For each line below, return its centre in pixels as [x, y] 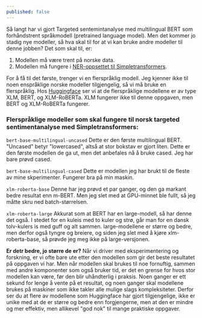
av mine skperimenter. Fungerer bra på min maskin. [70, 177]
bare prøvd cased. [29, 159]
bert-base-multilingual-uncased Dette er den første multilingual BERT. [94, 140]
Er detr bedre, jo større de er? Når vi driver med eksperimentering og [93, 250]
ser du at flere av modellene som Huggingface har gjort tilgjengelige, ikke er [101, 296]
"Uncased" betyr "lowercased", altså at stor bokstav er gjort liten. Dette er [98, 146]
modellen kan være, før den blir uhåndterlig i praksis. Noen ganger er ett [96, 276]
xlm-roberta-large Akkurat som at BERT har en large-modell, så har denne [99, 213]
